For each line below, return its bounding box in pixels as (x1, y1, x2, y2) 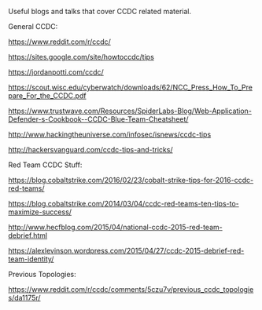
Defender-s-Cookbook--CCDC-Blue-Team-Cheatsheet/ (8, 115, 189, 124)
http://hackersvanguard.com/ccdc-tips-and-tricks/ (8, 145, 173, 154)
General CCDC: (8, 22, 58, 31)
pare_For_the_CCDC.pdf (8, 91, 87, 100)
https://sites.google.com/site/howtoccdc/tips (8, 53, 155, 61)
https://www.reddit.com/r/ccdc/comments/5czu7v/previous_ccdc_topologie (8, 285, 254, 294)
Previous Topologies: (8, 270, 76, 279)
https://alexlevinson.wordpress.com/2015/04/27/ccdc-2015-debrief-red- (8, 246, 245, 255)
